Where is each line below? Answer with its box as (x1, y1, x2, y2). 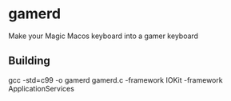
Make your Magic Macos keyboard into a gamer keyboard (8, 31, 198, 41)
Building (8, 54, 50, 68)
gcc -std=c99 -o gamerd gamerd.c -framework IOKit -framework (8, 75, 223, 84)
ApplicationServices (8, 84, 74, 93)
